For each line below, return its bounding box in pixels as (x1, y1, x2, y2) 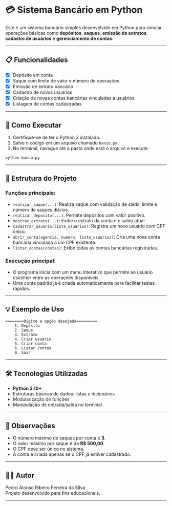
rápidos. (12, 285, 31, 291)
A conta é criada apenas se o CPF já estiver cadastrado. (12, 451, 132, 457)
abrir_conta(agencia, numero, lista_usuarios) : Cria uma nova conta (12, 234, 160, 240)
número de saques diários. (12, 206, 69, 213)
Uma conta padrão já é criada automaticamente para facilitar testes (12, 280, 155, 286)
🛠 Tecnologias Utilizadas (5, 369, 88, 378)
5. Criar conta (14, 341, 47, 346)
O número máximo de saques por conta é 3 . (12, 435, 106, 441)
